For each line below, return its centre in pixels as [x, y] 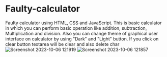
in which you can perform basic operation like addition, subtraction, [76, 28]
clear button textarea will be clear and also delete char [62, 44]
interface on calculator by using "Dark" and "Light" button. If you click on [82, 39]
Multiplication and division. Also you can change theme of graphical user [82, 33]
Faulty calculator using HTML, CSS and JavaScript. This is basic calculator [83, 23]
